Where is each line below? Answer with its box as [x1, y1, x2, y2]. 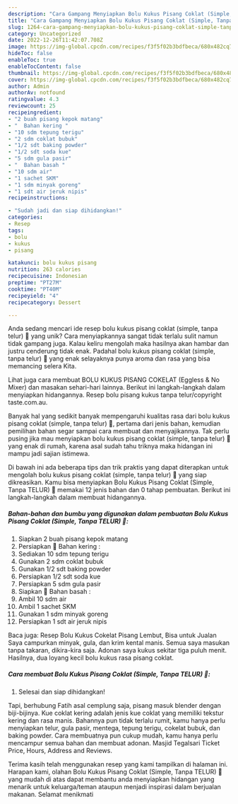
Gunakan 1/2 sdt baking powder [18, 565, 112, 573]
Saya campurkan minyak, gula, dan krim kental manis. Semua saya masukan [8, 639, 230, 647]
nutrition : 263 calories [8, 266, 81, 273]
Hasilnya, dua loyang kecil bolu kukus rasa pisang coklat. [8, 653, 174, 662]
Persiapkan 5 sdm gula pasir [18, 580, 102, 588]
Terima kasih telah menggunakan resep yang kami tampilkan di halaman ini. [8, 760, 228, 769]
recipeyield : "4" [8, 292, 59, 299]
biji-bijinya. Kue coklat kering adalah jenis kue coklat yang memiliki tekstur [8, 709, 225, 718]
